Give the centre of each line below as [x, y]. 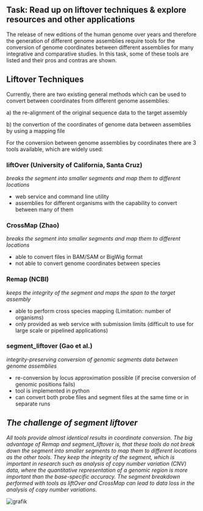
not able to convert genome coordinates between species [87, 263]
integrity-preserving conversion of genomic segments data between [92, 359]
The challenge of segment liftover [72, 423]
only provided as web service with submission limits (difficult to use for [104, 324]
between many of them [44, 209]
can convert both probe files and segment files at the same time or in [102, 397]
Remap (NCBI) [28, 279]
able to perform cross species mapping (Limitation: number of [93, 311]
